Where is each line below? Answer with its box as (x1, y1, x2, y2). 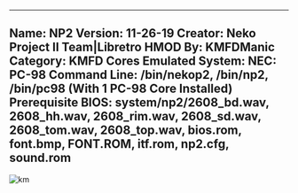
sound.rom (9, 151, 72, 166)
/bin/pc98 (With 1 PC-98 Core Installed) (9, 81, 233, 96)
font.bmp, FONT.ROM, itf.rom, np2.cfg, (9, 136, 230, 151)
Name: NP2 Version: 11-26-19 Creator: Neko (9, 26, 256, 41)
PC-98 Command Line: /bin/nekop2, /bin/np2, (9, 67, 269, 82)
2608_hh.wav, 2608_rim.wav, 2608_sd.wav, (9, 109, 262, 124)
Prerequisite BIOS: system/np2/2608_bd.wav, (9, 95, 270, 111)
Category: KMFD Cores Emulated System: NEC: (9, 54, 277, 69)
